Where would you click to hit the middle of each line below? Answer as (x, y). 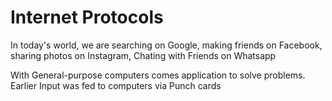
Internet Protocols (87, 17)
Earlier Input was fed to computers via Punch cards (116, 85)
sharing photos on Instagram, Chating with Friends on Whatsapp (143, 55)
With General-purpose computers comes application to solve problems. (158, 75)
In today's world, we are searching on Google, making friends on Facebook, (166, 45)
